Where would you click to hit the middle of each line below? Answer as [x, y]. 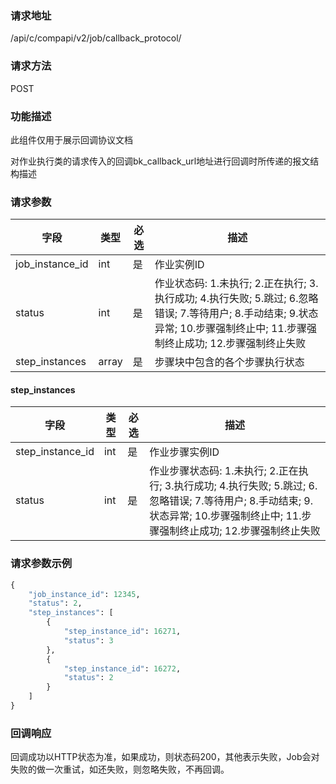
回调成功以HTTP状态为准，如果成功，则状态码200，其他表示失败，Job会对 [165, 757]
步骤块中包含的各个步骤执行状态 [229, 362]
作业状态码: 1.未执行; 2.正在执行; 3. [236, 284]
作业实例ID [179, 265]
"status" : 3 [88, 640]
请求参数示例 [41, 564]
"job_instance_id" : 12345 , [84, 594]
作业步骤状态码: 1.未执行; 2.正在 [224, 471]
